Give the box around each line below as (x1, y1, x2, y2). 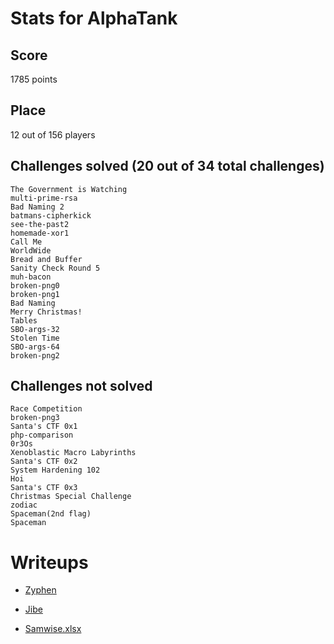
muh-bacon (10, 272, 52, 282)
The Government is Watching (10, 184, 128, 194)
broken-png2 (10, 350, 60, 361)
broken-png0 (10, 280, 60, 291)
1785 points (10, 73, 58, 85)
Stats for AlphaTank (10, 7, 178, 30)
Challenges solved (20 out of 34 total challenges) (10, 158, 325, 175)
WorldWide (10, 245, 52, 256)
